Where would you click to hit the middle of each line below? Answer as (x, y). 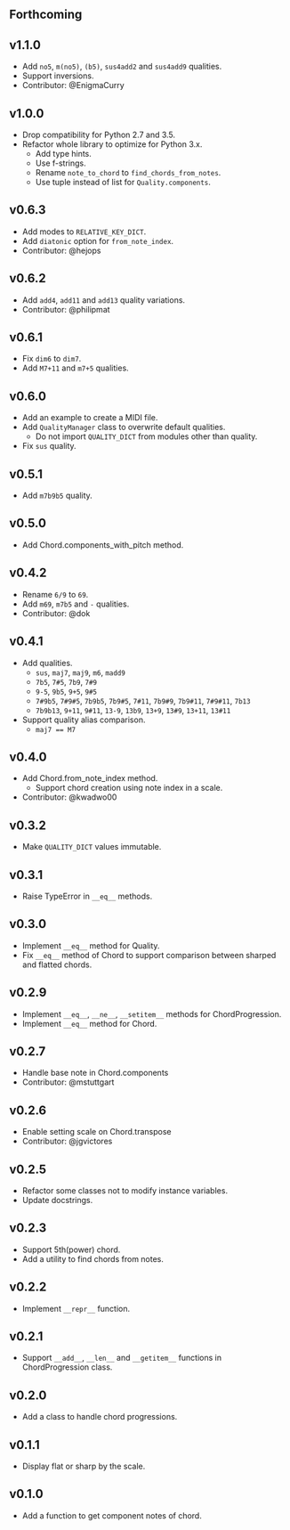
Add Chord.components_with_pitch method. (103, 545)
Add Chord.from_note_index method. (90, 778)
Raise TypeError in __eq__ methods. (87, 896)
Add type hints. (63, 154)
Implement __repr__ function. (76, 1308)
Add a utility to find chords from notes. (93, 1258)
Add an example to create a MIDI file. (90, 418)
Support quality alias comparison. (84, 720)
